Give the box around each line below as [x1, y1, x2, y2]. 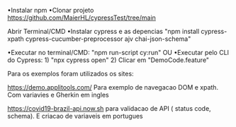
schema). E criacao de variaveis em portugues [7, 112, 143, 120]
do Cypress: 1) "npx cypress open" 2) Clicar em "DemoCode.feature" [7, 56, 210, 64]
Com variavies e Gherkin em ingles [7, 91, 109, 99]
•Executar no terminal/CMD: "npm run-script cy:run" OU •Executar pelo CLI [7, 49, 229, 56]
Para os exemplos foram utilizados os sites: [7, 70, 134, 78]
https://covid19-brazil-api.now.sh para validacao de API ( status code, [7, 104, 211, 112]
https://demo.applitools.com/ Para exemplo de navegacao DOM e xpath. [7, 83, 218, 91]
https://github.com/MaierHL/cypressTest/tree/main [7, 13, 156, 22]
